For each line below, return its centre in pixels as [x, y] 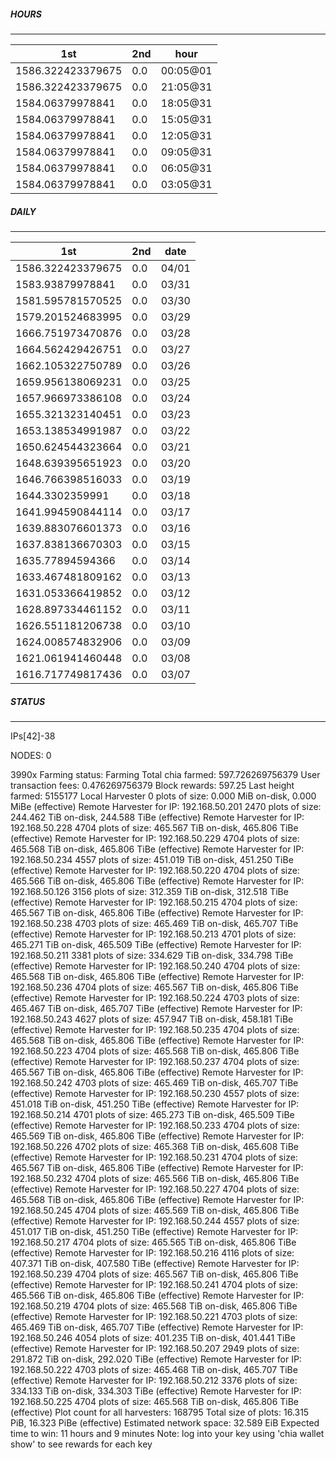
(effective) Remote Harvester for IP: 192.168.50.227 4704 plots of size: [155, 1189]
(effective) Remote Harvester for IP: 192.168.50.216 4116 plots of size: [152, 1252]
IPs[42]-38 [33, 736]
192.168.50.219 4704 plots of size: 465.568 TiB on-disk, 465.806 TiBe [154, 1306]
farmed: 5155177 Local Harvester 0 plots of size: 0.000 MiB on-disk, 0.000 [163, 796]
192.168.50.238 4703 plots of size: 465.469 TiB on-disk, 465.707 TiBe [154, 923]
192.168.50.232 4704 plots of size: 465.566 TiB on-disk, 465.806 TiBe [155, 1178]
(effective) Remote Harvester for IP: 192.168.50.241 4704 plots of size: [154, 1284]
